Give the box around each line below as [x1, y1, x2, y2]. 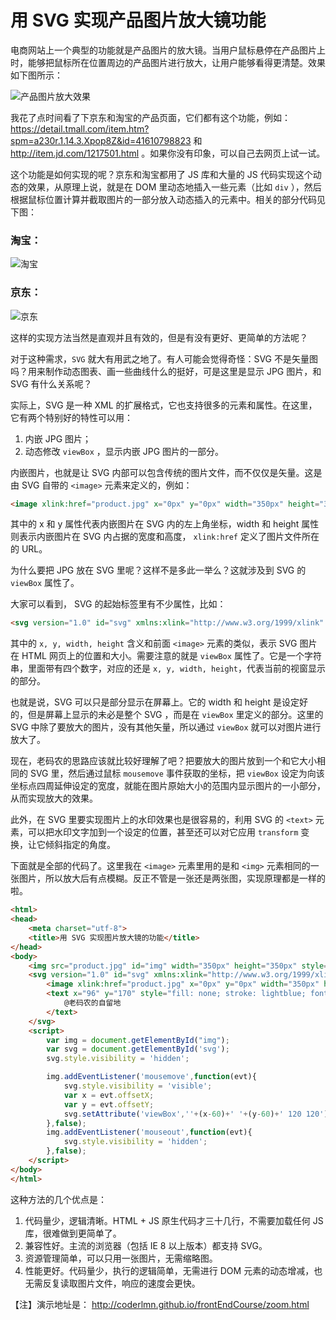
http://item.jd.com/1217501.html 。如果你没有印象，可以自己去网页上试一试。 [10, 147, 326, 159]
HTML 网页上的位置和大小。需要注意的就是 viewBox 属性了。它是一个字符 [21, 650, 322, 662]
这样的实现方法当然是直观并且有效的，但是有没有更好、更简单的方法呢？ [10, 331, 308, 343]
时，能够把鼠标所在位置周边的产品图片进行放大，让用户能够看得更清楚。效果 [10, 56, 326, 68]
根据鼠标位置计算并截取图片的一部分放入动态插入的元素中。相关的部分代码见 [10, 193, 326, 205]
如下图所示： [10, 69, 63, 81]
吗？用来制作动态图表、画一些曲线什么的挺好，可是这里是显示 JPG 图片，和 [10, 365, 322, 377]
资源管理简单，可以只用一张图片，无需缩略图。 [24, 1252, 218, 1264]
